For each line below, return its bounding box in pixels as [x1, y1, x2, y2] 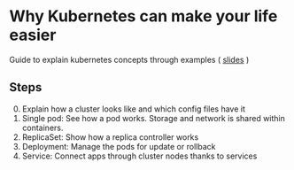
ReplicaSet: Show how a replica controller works [21, 131, 199, 143]
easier [9, 25, 57, 45]
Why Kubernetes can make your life [9, 6, 278, 27]
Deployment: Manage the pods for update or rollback [21, 141, 216, 151]
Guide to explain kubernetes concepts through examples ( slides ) [9, 54, 250, 65]
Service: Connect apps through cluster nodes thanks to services [21, 151, 258, 161]
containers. [21, 122, 64, 133]
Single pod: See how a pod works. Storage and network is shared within [21, 112, 286, 123]
